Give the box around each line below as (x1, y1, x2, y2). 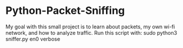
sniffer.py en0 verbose (5, 35, 61, 42)
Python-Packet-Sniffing (5, 4, 125, 17)
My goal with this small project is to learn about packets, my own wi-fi (5, 23, 175, 30)
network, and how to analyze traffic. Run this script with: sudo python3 (5, 29, 178, 36)
